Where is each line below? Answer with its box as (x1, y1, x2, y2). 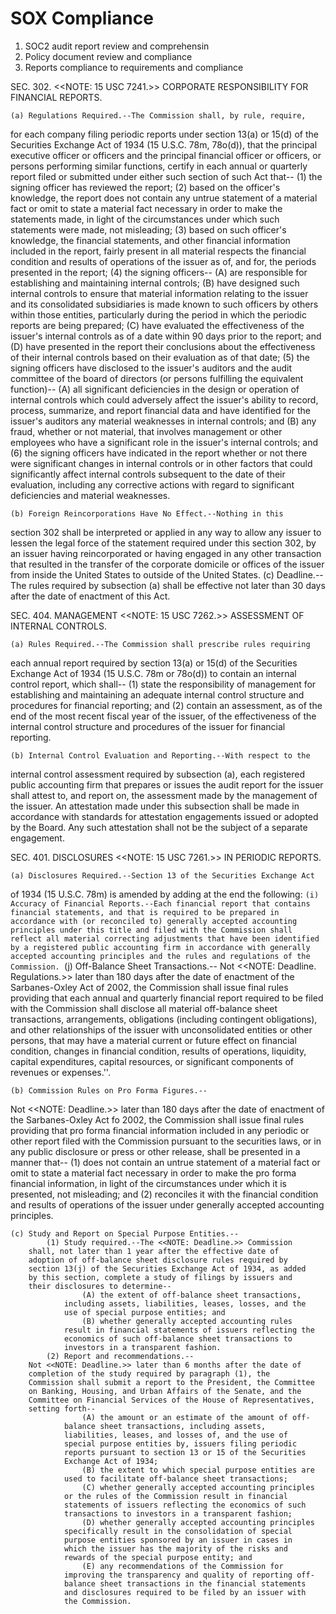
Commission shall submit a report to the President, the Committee (28, 1377, 315, 1387)
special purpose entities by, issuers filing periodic (63, 1438, 298, 1449)
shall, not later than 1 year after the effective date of (28, 1246, 280, 1256)
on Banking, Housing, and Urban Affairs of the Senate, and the (28, 1386, 302, 1396)
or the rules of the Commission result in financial (63, 1491, 288, 1501)
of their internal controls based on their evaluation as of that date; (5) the (10, 351, 310, 363)
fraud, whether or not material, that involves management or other (10, 425, 283, 437)
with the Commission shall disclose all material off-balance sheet (10, 1002, 278, 1014)
